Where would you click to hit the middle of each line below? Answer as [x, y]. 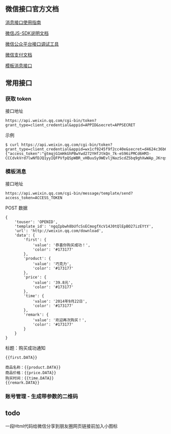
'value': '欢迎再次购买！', [60, 320]
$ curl [12, 145]
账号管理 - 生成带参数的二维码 [42, 396]
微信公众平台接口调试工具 [32, 44]
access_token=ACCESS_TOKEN [34, 198]
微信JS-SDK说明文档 [27, 33]
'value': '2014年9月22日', [60, 301]
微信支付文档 [19, 54]
